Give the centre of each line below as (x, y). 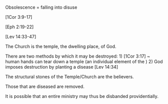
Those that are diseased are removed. (45, 86)
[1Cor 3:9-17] (19, 17)
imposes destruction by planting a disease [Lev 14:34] (62, 67)
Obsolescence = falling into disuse (41, 7)
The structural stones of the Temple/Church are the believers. (70, 77)
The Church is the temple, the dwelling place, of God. (61, 46)
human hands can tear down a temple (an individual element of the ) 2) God (84, 62)
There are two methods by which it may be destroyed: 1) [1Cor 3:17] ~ (78, 56)
